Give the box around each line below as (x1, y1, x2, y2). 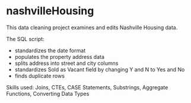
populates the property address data (14, 53, 105, 60)
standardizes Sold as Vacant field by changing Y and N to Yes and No (14, 65, 185, 73)
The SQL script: (6, 35, 44, 42)
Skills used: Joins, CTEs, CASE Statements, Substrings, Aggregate (6, 83, 168, 90)
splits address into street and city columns (14, 60, 119, 67)
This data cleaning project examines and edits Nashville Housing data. (6, 24, 178, 31)
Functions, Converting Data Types (6, 90, 90, 97)
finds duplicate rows (14, 72, 65, 79)
